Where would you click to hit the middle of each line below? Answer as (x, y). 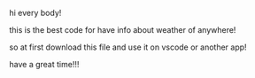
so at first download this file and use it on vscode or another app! (128, 47)
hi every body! (35, 13)
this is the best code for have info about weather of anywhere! (123, 30)
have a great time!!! (44, 64)
